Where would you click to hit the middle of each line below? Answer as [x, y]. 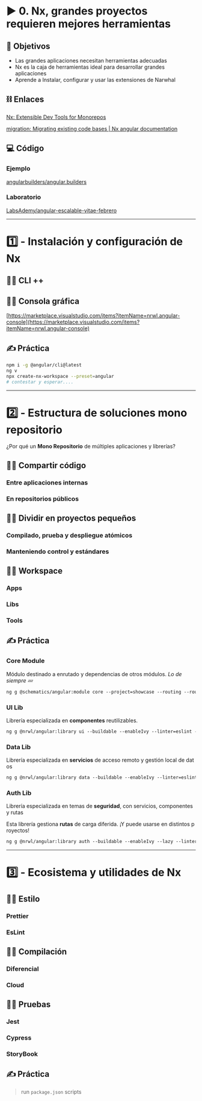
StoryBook [22, 1054]
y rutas [15, 812]
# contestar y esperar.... [40, 382]
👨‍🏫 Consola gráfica [43, 301]
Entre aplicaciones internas [47, 482]
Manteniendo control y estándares [58, 551]
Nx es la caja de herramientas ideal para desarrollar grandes [90, 67]
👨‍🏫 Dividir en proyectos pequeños [71, 519]
